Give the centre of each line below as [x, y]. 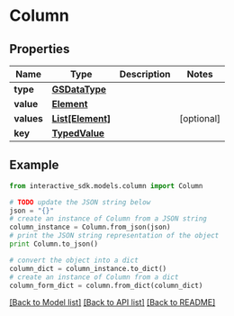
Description [145, 74]
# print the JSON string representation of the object [114, 236]
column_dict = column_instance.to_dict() [88, 268]
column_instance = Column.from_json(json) [90, 227]
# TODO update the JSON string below [80, 202]
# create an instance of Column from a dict [94, 277]
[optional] [200, 118]
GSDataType [79, 89]
